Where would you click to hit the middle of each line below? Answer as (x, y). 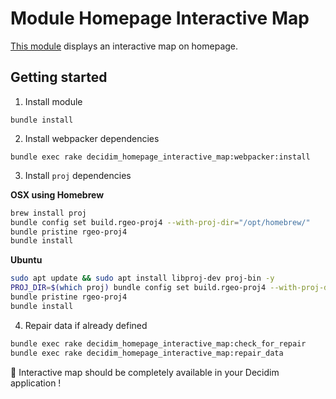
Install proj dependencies (78, 175)
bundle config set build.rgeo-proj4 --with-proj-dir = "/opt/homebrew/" (160, 222)
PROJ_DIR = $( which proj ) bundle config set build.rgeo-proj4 (138, 288)
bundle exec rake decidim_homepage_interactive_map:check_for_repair (158, 343)
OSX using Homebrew (57, 194)
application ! (36, 383)
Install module (53, 101)
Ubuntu (26, 260)
